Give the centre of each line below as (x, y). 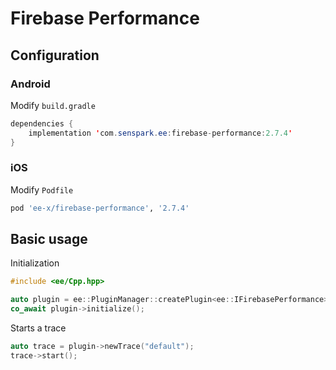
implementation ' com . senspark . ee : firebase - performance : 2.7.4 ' (160, 133)
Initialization (35, 263)
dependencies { (42, 123)
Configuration (55, 55)
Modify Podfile (42, 189)
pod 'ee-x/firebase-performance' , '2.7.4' (100, 208)
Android (30, 84)
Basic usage (49, 239)
